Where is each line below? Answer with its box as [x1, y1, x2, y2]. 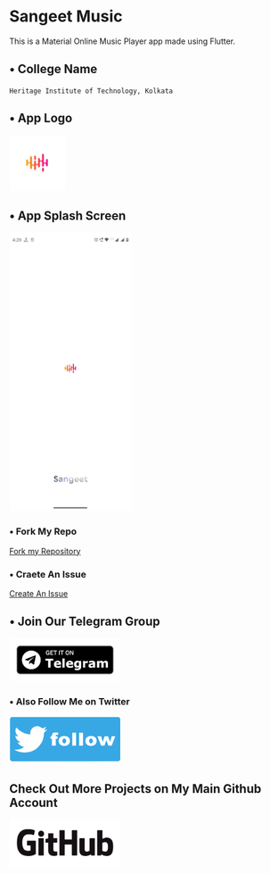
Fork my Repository [9, 545, 81, 556]
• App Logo [9, 111, 73, 126]
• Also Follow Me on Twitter [9, 695, 131, 708]
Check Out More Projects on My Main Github [9, 781, 262, 796]
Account [9, 795, 58, 810]
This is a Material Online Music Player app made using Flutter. [9, 36, 236, 46]
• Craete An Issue [9, 568, 86, 580]
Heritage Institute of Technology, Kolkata [9, 87, 174, 96]
